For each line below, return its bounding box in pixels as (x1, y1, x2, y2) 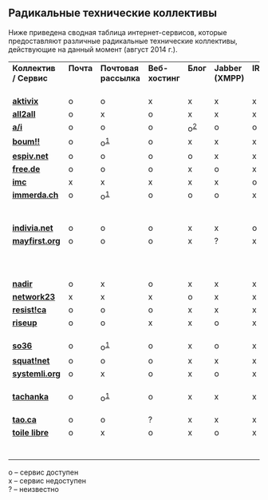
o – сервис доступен (8, 467, 79, 477)
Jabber (214, 62, 242, 73)
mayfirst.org (12, 236, 61, 247)
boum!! (12, 136, 41, 147)
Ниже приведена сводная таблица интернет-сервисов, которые (8, 27, 227, 37)
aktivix (12, 95, 38, 106)
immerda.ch (12, 189, 59, 200)
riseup (12, 317, 37, 328)
